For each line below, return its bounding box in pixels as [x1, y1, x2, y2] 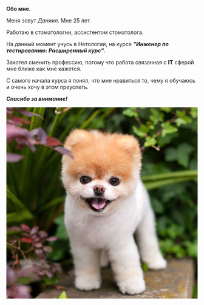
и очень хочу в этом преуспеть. [6, 83, 89, 91]
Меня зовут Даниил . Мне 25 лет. [6, 17, 92, 24]
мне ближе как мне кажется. [6, 65, 82, 72]
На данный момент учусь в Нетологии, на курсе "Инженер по [6, 41, 169, 47]
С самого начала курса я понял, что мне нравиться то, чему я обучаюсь [6, 77, 195, 84]
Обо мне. [6, 5, 32, 12]
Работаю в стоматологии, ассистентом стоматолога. [6, 29, 144, 36]
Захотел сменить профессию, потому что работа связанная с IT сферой [6, 59, 194, 66]
